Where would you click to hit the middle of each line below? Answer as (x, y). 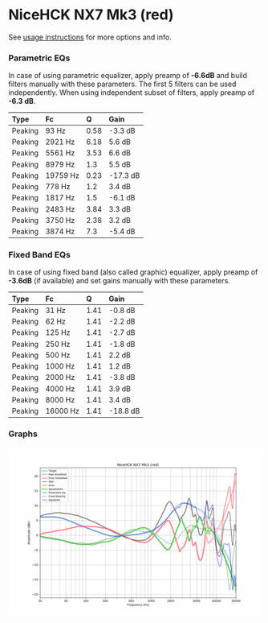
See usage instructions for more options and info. (90, 37)
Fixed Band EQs (39, 254)
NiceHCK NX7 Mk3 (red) (91, 15)
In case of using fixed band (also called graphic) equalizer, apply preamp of (133, 272)
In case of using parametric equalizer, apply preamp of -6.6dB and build (128, 76)
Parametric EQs (39, 58)
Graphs (23, 434)
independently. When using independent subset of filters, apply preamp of (132, 93)
